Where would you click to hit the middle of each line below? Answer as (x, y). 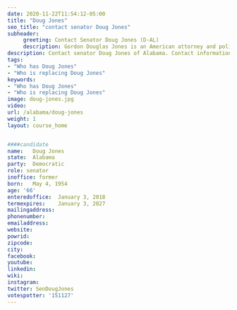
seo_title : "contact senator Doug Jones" (69, 27)
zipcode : (20, 243)
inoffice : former (33, 177)
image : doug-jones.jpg (41, 100)
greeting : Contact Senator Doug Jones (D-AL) (91, 40)
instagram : (23, 282)
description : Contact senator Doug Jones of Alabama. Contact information (120, 54)
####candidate (28, 144)
